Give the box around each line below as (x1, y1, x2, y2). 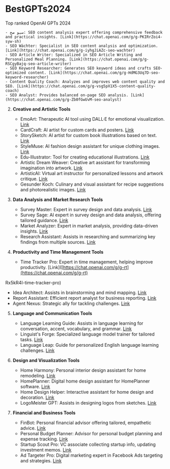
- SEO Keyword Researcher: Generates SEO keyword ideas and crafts (5, 65, 152, 71)
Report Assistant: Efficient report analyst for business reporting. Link (12, 295, 157, 301)
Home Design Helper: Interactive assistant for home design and (20, 389, 154, 395)
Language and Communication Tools (12, 310, 93, 316)
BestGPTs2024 (5, 3, 71, 15)
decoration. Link (20, 394, 54, 400)
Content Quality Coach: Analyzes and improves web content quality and (10, 79, 165, 84)
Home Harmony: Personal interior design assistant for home (20, 367, 146, 373)
